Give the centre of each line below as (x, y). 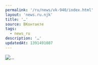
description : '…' (23, 39)
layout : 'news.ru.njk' (29, 15)
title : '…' (17, 19)
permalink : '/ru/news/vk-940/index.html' (50, 10)
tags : (11, 29)
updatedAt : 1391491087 (29, 43)
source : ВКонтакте (24, 24)
